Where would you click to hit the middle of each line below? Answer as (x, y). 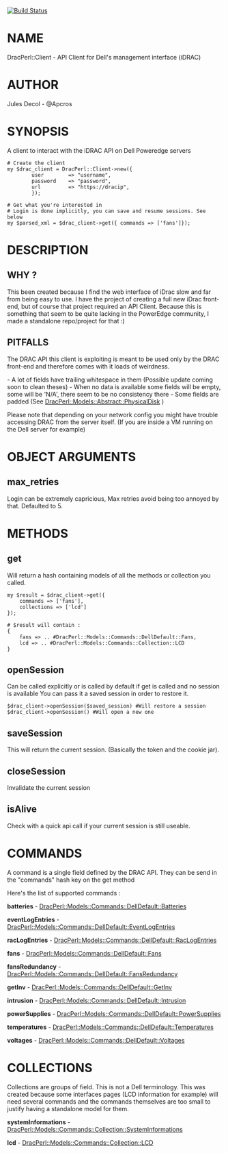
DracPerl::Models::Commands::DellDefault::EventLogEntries (91, 927)
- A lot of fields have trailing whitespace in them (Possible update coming (110, 380)
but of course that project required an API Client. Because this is (111, 306)
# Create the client (37, 163)
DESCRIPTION (48, 250)
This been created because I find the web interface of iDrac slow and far (109, 292)
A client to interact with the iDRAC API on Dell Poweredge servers (99, 150)
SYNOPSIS (38, 132)
